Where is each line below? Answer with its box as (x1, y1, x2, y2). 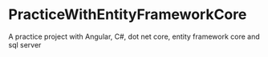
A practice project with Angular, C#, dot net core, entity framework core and (8, 32, 261, 41)
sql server (8, 40, 42, 49)
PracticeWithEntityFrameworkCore (8, 6, 247, 24)
